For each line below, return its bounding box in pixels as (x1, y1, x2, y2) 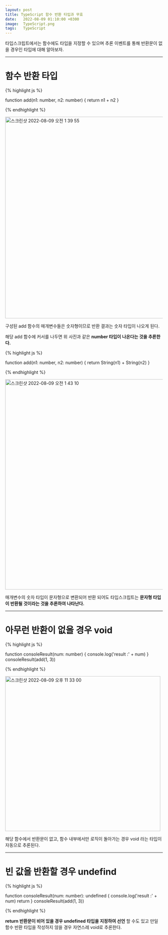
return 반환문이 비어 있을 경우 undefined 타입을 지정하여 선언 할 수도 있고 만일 (5, 918, 158, 924)
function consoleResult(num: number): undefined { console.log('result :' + (5, 892, 157, 898)
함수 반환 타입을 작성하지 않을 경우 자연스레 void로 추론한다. (5, 924, 122, 930)
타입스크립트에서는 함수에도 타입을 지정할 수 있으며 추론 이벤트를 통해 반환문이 (5, 40, 157, 46)
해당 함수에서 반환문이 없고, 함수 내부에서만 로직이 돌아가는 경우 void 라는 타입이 (5, 836, 162, 841)
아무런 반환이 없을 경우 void (5, 624, 112, 636)
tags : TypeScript (5, 26, 46, 31)
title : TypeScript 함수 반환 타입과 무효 (5, 12, 83, 17)
